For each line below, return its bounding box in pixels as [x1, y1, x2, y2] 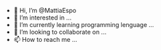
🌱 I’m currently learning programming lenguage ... [13, 21, 154, 28]
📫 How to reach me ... [13, 36, 77, 43]
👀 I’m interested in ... [13, 14, 72, 22]
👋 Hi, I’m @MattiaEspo [13, 7, 77, 14]
